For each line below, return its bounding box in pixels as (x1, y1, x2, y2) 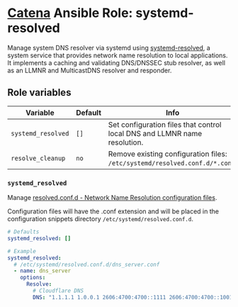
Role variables (7, 86, 72, 99)
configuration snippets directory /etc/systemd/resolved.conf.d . (7, 215, 193, 223)
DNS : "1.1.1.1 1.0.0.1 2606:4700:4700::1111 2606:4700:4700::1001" (33, 294, 236, 301)
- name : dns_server (13, 267, 72, 274)
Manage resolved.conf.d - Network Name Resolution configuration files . (7, 194, 217, 202)
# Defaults (7, 228, 40, 235)
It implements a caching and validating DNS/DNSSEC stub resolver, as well (7, 58, 225, 67)
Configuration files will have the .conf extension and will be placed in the (7, 207, 220, 216)
